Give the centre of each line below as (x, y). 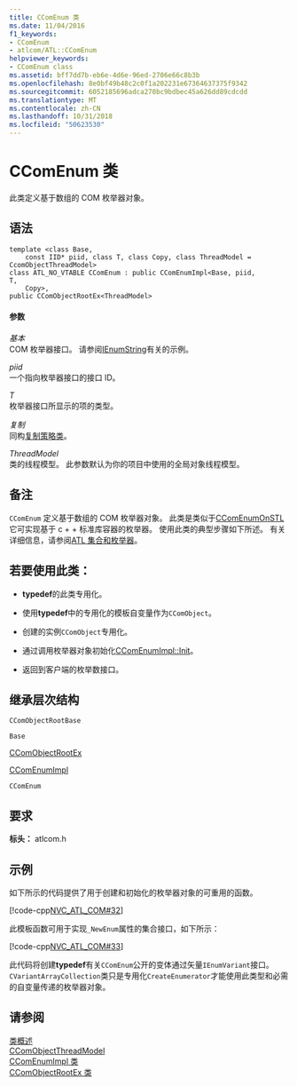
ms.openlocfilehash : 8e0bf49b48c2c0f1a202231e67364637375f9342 (129, 83)
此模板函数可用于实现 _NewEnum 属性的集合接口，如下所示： (114, 929)
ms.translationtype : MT (53, 100)
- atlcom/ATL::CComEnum (53, 51)
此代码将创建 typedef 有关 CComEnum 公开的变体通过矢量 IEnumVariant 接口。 (141, 965)
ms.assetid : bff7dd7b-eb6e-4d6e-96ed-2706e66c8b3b (105, 75)
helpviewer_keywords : (49, 59)
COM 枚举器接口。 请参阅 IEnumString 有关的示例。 (101, 349)
